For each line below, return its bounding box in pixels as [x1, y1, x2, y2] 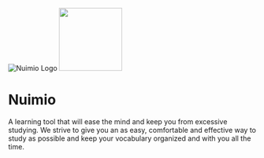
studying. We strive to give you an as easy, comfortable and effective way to [8, 125, 256, 134]
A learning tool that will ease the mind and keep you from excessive [8, 116, 228, 126]
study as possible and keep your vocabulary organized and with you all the [8, 134, 251, 143]
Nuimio [8, 91, 57, 109]
